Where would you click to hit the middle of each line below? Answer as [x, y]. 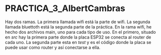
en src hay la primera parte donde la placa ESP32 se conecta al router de [78, 37]
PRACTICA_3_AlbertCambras [65, 8]
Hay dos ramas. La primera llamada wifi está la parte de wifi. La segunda [78, 22]
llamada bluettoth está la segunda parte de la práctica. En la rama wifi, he [78, 27]
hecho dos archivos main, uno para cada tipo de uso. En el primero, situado [80, 32]
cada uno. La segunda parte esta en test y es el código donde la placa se [78, 42]
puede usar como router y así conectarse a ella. [53, 47]
